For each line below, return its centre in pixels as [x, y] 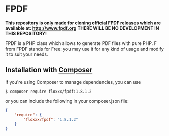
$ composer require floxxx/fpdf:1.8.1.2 [49, 92]
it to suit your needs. [27, 54]
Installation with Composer [49, 70]
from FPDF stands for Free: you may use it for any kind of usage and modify [84, 49]
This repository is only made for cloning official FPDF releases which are [83, 23]
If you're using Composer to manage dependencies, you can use [73, 82]
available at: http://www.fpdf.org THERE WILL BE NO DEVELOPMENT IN [82, 28]
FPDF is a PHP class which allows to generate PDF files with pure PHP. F [81, 43]
